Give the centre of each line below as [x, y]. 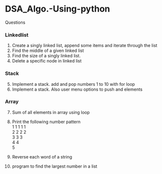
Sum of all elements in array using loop [51, 112]
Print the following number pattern [46, 122]
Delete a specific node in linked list [47, 61]
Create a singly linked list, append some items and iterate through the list [85, 46]
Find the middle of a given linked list [48, 51]
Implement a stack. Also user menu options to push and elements [77, 89]
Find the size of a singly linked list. [46, 56]
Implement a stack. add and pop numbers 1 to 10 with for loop [74, 84]
